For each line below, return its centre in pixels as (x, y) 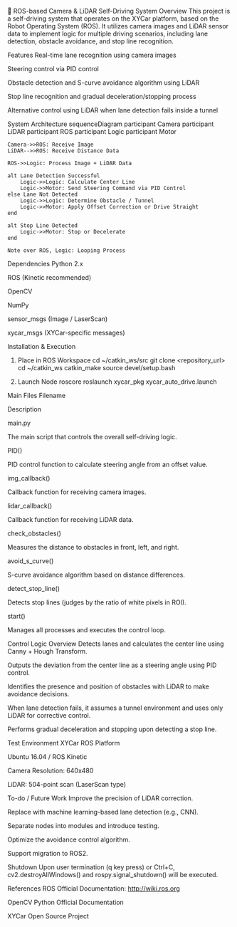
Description (24, 409)
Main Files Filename (37, 396)
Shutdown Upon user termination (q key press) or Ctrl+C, (91, 867)
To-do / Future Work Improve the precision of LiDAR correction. (100, 798)
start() (17, 616)
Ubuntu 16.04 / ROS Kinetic (47, 757)
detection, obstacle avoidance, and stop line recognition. (91, 41)
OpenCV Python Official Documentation (66, 902)
